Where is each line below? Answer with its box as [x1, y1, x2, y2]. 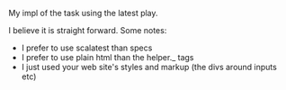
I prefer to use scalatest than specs [21, 42, 153, 53]
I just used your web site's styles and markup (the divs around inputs [21, 62, 278, 72]
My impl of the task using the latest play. [8, 8, 158, 18]
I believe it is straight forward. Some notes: [8, 25, 167, 35]
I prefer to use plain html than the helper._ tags [21, 52, 194, 62]
